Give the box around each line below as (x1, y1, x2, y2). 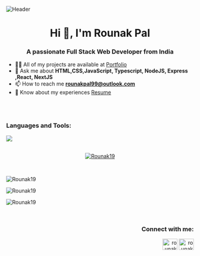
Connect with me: (141, 225, 194, 233)
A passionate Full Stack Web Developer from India (26, 48, 174, 56)
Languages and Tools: (6, 122, 71, 130)
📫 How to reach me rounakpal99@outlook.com (14, 80, 136, 87)
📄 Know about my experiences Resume (14, 89, 111, 96)
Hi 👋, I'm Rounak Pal (49, 27, 151, 40)
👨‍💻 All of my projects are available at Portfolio (14, 61, 127, 68)
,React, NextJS (14, 74, 53, 81)
